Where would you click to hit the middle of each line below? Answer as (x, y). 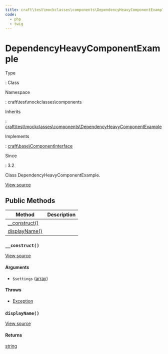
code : (11, 14)
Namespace (17, 92)
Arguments (17, 267)
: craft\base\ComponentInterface (39, 146)
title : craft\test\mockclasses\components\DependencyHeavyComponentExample (86, 10)
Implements (17, 136)
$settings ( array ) (30, 278)
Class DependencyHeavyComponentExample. (53, 175)
